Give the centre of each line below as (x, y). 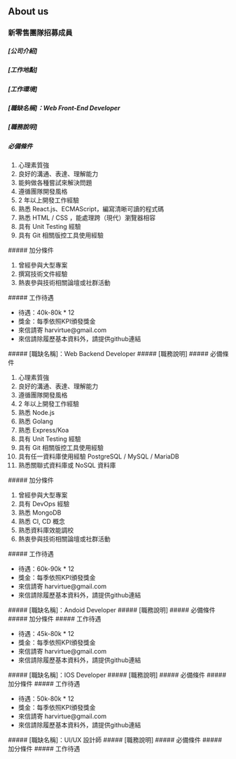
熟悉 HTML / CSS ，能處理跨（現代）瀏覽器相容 (87, 218)
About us (28, 12)
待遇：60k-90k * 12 (46, 569)
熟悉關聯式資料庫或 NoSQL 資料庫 (67, 466)
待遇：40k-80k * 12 (46, 312)
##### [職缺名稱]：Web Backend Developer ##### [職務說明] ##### (108, 354)
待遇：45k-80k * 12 (46, 634)
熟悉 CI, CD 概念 (41, 522)
